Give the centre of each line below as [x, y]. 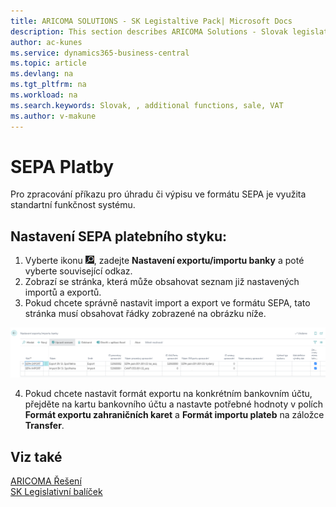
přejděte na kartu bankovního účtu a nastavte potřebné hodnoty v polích [174, 404]
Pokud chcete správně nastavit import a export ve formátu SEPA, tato [167, 303]
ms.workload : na [44, 95]
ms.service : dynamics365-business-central [100, 53]
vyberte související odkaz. [78, 271]
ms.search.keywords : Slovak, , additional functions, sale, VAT [147, 105]
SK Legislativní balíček [56, 492]
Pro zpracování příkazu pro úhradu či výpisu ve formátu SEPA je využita [158, 194]
